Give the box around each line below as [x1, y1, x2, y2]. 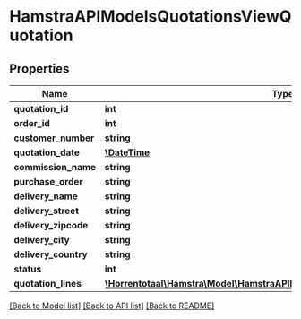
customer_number [13, 132, 95, 144]
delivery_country [13, 248, 88, 261]
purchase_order [13, 176, 83, 187]
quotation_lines [13, 278, 82, 289]
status [13, 263, 42, 275]
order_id [13, 117, 51, 129]
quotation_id [13, 103, 69, 115]
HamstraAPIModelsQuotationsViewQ [9, 6, 292, 27]
